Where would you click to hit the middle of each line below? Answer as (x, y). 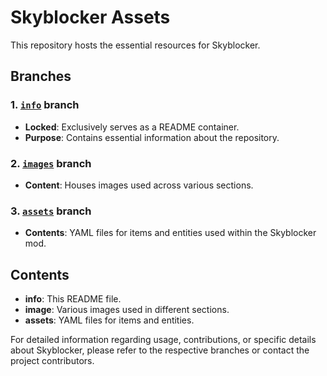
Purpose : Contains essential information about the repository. (152, 137)
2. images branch (51, 163)
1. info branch (45, 105)
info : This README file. (73, 299)
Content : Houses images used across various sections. (139, 185)
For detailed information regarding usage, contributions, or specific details (163, 340)
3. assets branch (51, 211)
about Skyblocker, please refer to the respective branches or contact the (160, 350)
